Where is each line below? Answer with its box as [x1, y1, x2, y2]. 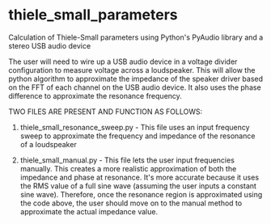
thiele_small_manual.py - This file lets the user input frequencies [19, 155, 235, 165]
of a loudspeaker [19, 139, 77, 149]
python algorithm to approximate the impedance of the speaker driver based [8, 74, 264, 83]
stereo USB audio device [8, 40, 91, 50]
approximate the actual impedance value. [19, 206, 159, 216]
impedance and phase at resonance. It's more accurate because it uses [19, 172, 260, 182]
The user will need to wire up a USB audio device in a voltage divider [8, 57, 238, 66]
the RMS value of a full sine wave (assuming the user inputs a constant [19, 180, 257, 191]
